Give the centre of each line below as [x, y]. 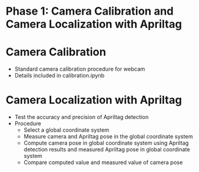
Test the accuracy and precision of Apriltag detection [81, 117]
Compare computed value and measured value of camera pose [103, 162]
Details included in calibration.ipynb [60, 76]
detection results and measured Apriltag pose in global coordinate [107, 149]
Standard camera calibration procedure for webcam [80, 69]
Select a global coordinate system [66, 130]
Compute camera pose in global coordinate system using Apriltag [106, 143]
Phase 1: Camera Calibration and [90, 11]
